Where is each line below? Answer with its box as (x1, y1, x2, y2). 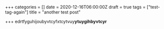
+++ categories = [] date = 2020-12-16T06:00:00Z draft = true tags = (5, 4, 146, 10)
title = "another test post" (29, 9, 81, 15)
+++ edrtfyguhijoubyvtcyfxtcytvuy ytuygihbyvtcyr (5, 19, 107, 24)
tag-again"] (5, 9, 28, 15)
